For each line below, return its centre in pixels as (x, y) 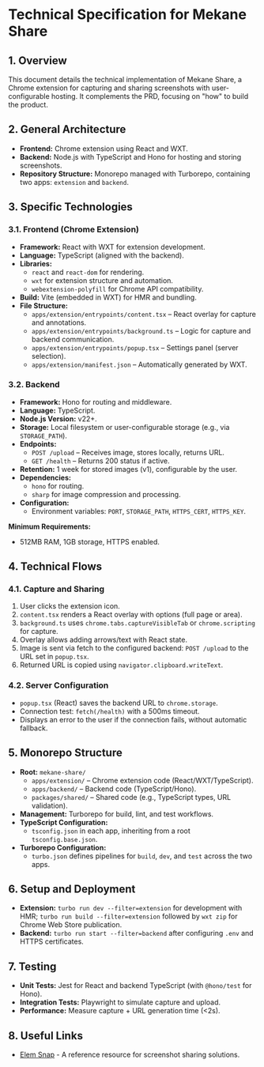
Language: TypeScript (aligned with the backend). (102, 255)
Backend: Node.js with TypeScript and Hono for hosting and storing (130, 156)
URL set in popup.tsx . (54, 657)
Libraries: (36, 263)
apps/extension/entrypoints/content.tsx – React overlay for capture (144, 314)
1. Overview (38, 60)
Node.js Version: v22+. (58, 419)
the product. (28, 105)
